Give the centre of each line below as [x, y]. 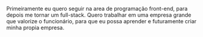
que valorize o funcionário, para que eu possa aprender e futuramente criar [102, 21]
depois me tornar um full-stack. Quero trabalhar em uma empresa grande [99, 15]
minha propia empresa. [35, 27]
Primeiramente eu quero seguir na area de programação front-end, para [97, 9]
